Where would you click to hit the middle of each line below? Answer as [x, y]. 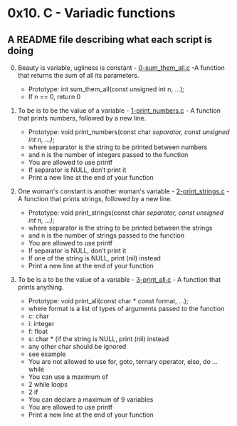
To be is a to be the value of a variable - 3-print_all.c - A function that [119, 279]
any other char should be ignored [77, 346]
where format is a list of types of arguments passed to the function [126, 309]
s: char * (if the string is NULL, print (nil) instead [99, 339]
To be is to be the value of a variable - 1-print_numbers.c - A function [119, 111]
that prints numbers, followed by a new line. [82, 118]
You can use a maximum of [68, 377]
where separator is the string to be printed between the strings [120, 228]
